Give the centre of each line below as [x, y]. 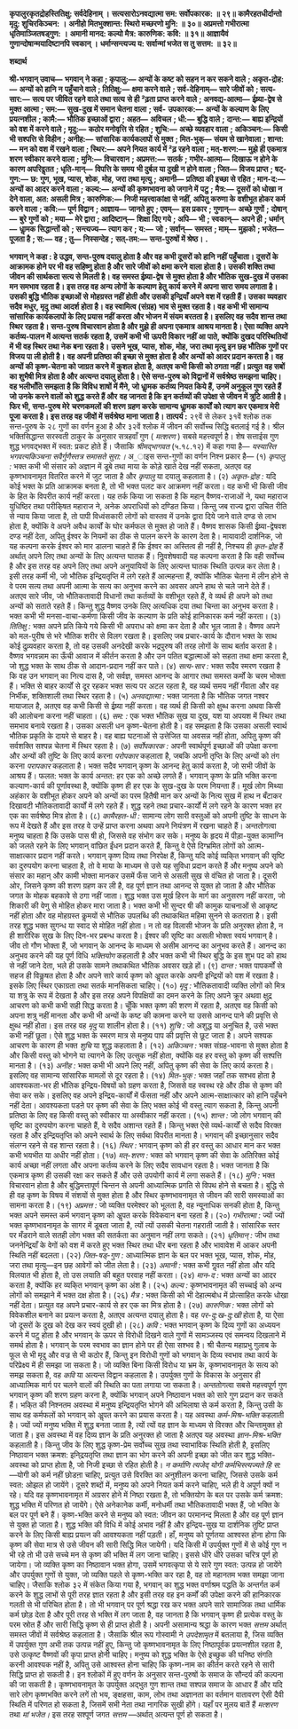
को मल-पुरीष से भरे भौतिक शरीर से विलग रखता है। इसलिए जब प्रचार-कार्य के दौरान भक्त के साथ [143, 636]
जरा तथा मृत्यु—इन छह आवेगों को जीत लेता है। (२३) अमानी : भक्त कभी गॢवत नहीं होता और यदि [142, 1265]
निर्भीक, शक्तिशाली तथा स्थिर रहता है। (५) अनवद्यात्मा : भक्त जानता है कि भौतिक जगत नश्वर [139, 696]
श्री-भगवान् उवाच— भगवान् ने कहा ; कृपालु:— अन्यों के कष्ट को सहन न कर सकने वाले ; [130, 79]
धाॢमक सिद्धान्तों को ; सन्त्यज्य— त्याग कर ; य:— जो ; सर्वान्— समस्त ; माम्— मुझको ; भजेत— [152, 229]
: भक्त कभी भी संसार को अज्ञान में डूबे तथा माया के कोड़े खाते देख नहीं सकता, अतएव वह [130, 466]
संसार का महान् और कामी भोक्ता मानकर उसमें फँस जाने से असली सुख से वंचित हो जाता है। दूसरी [143, 876]
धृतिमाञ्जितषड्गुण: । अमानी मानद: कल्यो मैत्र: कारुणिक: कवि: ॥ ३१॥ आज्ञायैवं [119, 34]
